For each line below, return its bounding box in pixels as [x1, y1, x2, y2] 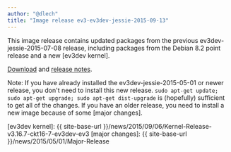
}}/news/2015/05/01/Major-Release [7, 137, 109, 145]
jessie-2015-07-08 [7, 44, 62, 52]
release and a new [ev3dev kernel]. [7, 51, 110, 60]
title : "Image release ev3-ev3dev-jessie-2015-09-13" [7, 17, 170, 24]
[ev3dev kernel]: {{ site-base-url [7, 122, 102, 130]
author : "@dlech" [7, 10, 59, 18]
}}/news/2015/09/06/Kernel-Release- [102, 122, 212, 130]
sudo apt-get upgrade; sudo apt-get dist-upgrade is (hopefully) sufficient [7, 93, 225, 102]
